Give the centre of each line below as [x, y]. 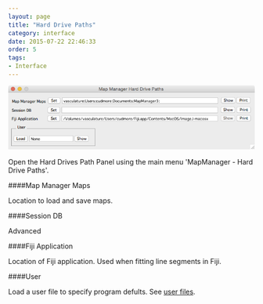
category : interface [42, 33]
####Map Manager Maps [49, 186]
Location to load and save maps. [61, 201]
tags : [17, 58]
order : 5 [22, 50]
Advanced [25, 231]
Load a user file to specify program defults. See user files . [102, 292]
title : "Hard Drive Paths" [52, 25]
